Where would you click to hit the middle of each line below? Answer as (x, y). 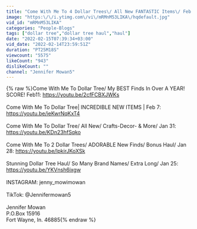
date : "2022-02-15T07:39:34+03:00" (50, 39)
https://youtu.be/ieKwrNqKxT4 (43, 114)
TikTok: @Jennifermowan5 (39, 195)
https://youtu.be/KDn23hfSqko (44, 132)
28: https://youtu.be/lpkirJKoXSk (46, 151)
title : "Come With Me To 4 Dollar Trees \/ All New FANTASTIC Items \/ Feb (99, 11)
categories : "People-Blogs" (41, 28)
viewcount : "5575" (29, 55)
